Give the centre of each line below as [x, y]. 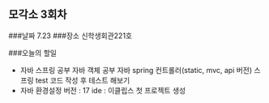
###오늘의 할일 [32, 53]
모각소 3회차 [38, 15]
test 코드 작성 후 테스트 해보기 [83, 80]
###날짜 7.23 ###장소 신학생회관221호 [70, 36]
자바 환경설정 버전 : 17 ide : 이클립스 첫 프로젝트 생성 [103, 90]
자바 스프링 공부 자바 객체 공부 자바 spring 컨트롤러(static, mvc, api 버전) [136, 70]
